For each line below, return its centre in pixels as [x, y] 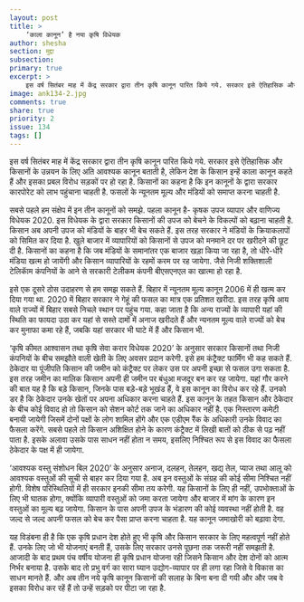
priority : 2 [32, 119]
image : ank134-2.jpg [48, 93]
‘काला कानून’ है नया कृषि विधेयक [73, 34]
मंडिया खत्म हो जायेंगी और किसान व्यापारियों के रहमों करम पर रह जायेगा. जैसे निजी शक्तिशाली [141, 261]
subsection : [32, 60]
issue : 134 [30, 128]
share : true [32, 110]
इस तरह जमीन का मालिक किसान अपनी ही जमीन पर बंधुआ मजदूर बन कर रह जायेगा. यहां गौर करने [149, 378]
